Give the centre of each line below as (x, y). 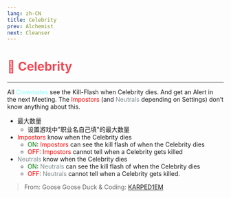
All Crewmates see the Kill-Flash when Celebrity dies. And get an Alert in (110, 92)
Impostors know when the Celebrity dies (74, 137)
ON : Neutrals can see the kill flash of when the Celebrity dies (114, 166)
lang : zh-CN (24, 13)
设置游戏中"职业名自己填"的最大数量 (78, 130)
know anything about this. (44, 107)
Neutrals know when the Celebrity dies (72, 159)
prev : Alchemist (30, 26)
